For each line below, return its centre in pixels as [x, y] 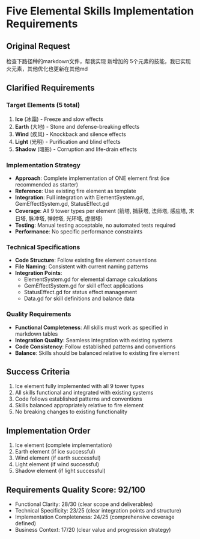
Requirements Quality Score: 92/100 [76, 489]
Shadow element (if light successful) [60, 471]
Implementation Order [49, 430]
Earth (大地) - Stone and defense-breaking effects [77, 126]
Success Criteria [38, 371]
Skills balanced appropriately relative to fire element [79, 405]
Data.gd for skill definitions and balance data [79, 298]
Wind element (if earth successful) [58, 458]
